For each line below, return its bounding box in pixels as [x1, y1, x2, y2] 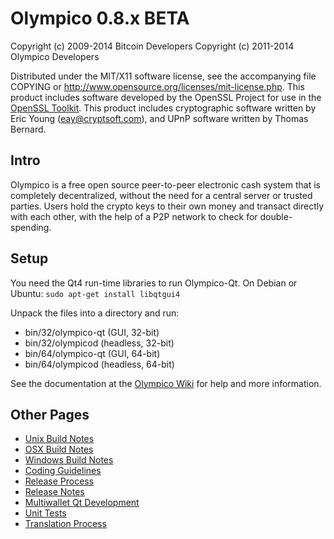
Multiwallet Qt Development [24, 497, 140, 509]
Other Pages [10, 406, 90, 423]
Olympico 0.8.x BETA [10, 7, 190, 30]
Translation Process [24, 518, 107, 530]
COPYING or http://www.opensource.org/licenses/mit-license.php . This [10, 80, 305, 92]
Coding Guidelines [24, 465, 102, 477]
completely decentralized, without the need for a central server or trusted [10, 189, 313, 201]
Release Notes [24, 486, 85, 498]
